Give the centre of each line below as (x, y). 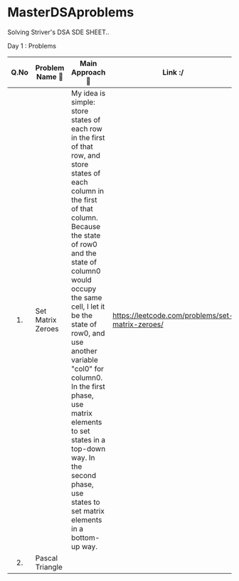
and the (84, 253)
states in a (88, 439)
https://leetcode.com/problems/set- (173, 315)
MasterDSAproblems (71, 12)
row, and (86, 155)
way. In (83, 457)
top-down (88, 449)
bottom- (85, 538)
